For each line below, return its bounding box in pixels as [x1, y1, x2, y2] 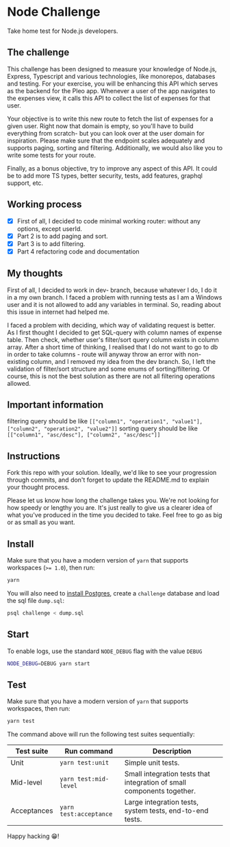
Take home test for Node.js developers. [7, 27, 118, 35]
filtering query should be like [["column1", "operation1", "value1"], [7, 417, 203, 426]
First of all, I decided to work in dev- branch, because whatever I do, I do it [7, 286, 218, 294]
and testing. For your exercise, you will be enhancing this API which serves [7, 79, 218, 88]
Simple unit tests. [124, 758, 180, 768]
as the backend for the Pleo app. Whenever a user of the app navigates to [7, 86, 216, 95]
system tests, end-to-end [124, 806, 209, 815]
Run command [64, 746, 113, 756]
